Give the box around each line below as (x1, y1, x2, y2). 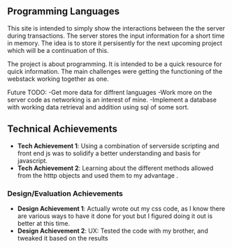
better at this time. (17, 219, 71, 227)
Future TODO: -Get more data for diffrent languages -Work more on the (7, 88, 212, 96)
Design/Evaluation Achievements (7, 188, 124, 198)
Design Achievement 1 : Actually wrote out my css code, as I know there (17, 204, 226, 212)
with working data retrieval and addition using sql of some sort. (7, 102, 189, 111)
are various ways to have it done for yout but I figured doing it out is (17, 212, 213, 220)
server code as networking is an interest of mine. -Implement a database (7, 95, 217, 104)
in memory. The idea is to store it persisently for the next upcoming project (7, 38, 222, 47)
